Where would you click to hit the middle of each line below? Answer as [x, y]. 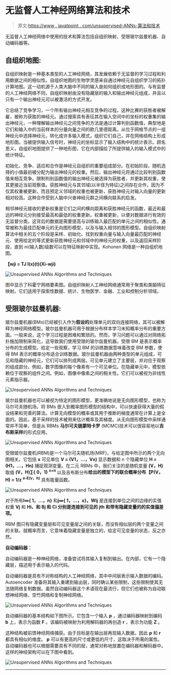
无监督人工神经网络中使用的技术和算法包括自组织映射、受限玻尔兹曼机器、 [83, 36]
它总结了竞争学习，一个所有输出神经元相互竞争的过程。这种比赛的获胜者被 [83, 110]
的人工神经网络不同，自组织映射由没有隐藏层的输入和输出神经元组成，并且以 [85, 93]
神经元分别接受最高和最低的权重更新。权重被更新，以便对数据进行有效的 [90, 214]
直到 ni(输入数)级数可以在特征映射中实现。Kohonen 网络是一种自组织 [86, 247]
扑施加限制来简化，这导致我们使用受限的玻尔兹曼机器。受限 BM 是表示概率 [83, 341]
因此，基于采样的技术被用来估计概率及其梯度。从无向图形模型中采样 [90, 419]
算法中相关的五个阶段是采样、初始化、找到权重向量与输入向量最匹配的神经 [83, 234]
